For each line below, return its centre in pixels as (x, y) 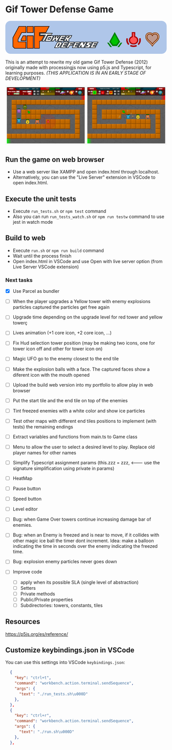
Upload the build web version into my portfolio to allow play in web (83, 384)
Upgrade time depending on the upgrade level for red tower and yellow (88, 317)
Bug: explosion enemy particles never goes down (65, 562)
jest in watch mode (33, 222)
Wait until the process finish (42, 256)
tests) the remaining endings (43, 426)
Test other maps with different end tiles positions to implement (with (84, 421)
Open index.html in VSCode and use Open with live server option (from (88, 261)
